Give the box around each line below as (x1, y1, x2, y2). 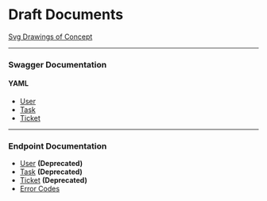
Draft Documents (8, 6, 124, 24)
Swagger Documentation (8, 59, 107, 70)
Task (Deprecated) (19, 167, 83, 176)
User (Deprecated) (19, 159, 83, 168)
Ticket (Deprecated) (19, 176, 87, 185)
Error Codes (19, 184, 60, 194)
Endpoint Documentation (8, 141, 107, 152)
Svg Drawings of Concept (8, 32, 93, 41)
